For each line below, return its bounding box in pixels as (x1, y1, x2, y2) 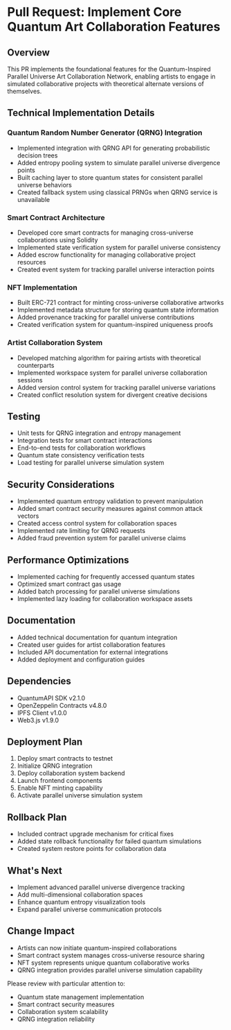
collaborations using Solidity (17, 235, 98, 244)
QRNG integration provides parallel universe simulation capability (17, 965, 203, 974)
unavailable (17, 195, 50, 203)
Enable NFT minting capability (17, 784, 103, 792)
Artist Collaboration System (7, 338, 103, 348)
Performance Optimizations (7, 554, 129, 566)
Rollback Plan (7, 811, 67, 823)
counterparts (17, 361, 55, 369)
